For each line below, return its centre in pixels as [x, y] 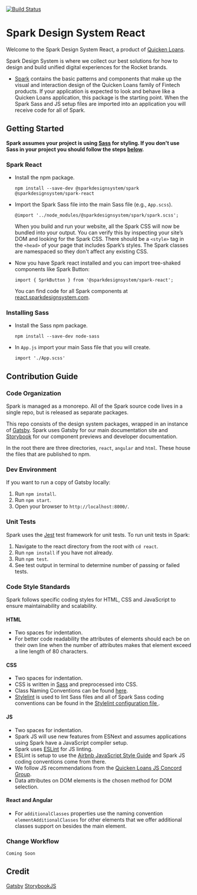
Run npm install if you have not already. [64, 552]
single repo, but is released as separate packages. [67, 413]
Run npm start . [33, 500]
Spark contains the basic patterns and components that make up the [98, 78]
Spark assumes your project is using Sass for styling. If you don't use [93, 143]
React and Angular [29, 800]
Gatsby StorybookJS [31, 886]
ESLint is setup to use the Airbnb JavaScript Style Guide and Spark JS [100, 755]
